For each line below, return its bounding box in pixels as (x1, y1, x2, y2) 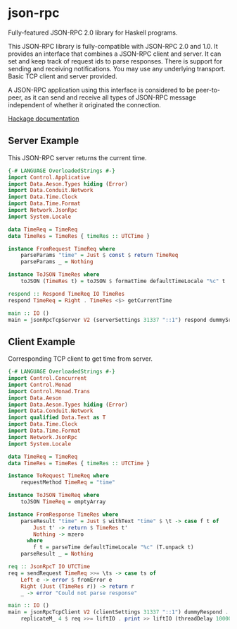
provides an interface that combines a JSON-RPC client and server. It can (8, 49, 222, 58)
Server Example (8, 135, 79, 147)
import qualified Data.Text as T (8, 414, 106, 421)
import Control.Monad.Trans (8, 388, 91, 395)
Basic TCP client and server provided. (8, 72, 118, 80)
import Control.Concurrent (8, 375, 87, 382)
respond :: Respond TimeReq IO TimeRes (8, 290, 125, 297)
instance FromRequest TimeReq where (8, 245, 115, 252)
